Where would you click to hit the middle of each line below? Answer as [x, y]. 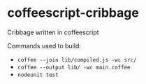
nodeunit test [38, 75]
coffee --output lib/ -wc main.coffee [74, 67]
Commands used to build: [44, 45]
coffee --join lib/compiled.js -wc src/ [77, 60]
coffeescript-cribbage [73, 13]
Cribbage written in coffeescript [53, 32]
